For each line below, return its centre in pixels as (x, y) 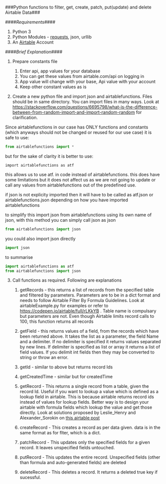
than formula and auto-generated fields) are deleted (73, 463)
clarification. (25, 118)
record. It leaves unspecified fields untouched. (67, 448)
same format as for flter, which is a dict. (60, 433)
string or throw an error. (44, 358)
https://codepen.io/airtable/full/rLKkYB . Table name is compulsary (88, 311)
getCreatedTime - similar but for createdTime (66, 377)
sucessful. (30, 478)
